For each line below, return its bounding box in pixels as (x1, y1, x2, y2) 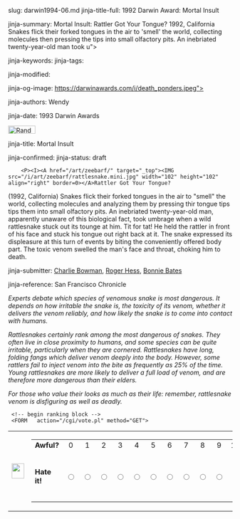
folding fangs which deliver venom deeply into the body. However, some (8, 353, 220, 362)
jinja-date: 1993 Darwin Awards (8, 112, 100, 120)
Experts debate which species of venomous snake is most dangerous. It (8, 294, 220, 302)
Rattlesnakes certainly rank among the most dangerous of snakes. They (8, 330, 221, 339)
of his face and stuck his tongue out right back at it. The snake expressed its (8, 230, 233, 238)
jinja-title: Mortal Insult (8, 140, 74, 148)
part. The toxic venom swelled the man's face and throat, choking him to (8, 245, 221, 253)
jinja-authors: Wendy (8, 98, 70, 106)
